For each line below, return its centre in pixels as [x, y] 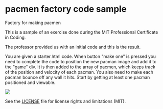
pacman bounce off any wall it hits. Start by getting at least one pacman [78, 77]
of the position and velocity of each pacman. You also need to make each [79, 72]
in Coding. [15, 37]
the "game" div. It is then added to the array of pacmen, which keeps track [80, 67]
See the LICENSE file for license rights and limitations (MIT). [66, 101]
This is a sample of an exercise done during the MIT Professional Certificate [81, 32]
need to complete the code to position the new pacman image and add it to [81, 61]
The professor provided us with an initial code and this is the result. [73, 47]
